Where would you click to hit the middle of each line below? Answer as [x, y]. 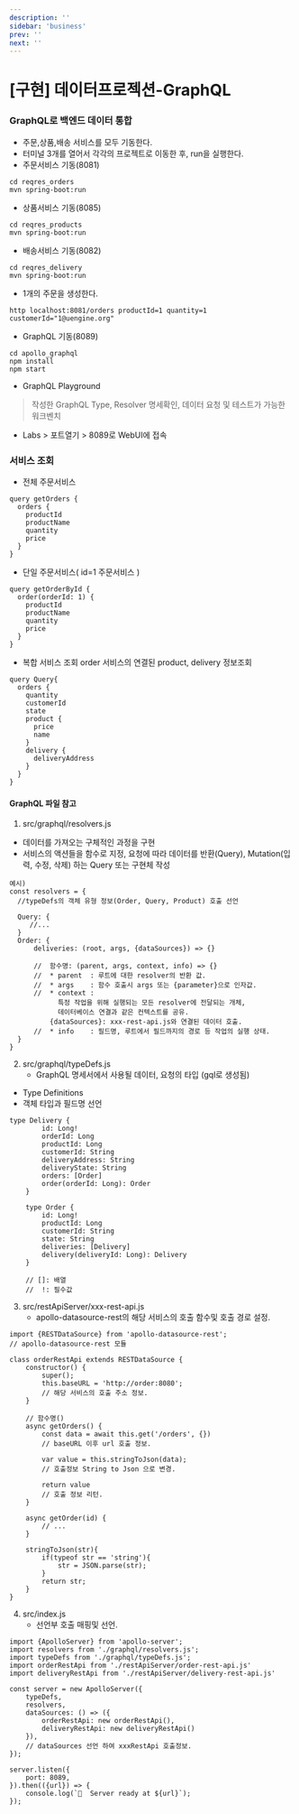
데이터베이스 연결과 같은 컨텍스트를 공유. [123, 1013]
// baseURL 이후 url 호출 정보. [96, 1444]
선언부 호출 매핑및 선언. [77, 1624]
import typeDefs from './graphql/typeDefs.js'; [100, 1658]
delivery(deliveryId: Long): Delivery [114, 1255]
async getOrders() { [64, 1427]
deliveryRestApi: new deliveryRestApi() [118, 1729]
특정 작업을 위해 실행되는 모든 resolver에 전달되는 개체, [151, 1003]
